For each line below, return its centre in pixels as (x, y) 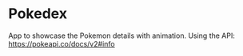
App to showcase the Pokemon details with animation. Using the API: (122, 35)
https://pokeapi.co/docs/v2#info (62, 43)
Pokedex (38, 14)
